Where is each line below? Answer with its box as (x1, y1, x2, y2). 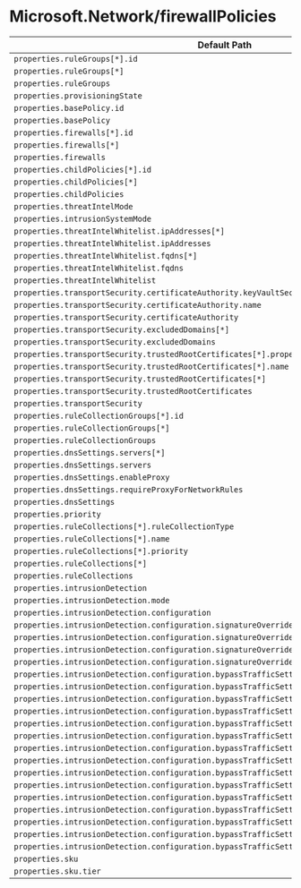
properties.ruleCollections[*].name (13, 534, 170, 543)
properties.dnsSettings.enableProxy (13, 472, 170, 482)
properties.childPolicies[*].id (13, 164, 152, 175)
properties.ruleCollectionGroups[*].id (13, 410, 184, 421)
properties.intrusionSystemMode (13, 213, 152, 224)
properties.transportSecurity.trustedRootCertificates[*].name (13, 361, 289, 371)
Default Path (197, 38, 253, 51)
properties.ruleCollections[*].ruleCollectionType (13, 521, 235, 532)
